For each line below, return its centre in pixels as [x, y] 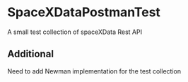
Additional [31, 54]
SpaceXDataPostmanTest [84, 12]
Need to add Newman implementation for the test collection [94, 71]
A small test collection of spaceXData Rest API [75, 32]
